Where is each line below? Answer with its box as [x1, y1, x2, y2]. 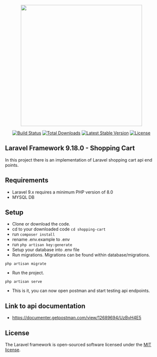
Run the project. [12, 270, 45, 276]
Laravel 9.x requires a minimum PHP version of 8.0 [12, 189, 113, 195]
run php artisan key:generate [12, 242, 73, 247]
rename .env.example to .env [12, 237, 70, 243]
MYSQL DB [12, 194, 35, 200]
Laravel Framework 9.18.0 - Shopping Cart [5, 144, 135, 152]
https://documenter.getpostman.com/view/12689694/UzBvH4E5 [12, 315, 141, 321]
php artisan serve [5, 279, 42, 284]
